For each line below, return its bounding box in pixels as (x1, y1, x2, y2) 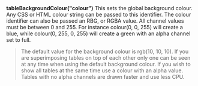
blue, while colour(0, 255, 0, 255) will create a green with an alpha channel (6, 30, 191, 37)
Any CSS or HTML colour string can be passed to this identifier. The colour (6, 11, 191, 19)
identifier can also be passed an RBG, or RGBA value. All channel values (6, 17, 184, 24)
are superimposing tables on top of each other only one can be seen (20, 54, 191, 62)
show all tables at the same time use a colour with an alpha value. (20, 67, 184, 74)
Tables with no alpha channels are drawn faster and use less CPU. (20, 73, 185, 81)
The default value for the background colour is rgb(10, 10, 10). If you (20, 48, 189, 55)
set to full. (6, 36, 31, 44)
